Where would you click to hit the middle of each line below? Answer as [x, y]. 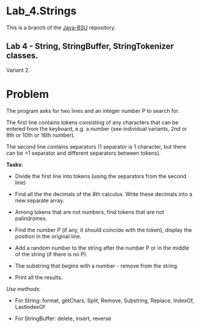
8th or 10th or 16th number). [41, 135]
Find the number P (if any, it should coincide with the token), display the [103, 230]
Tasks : [15, 164]
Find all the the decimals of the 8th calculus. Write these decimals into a [104, 194]
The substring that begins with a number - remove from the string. [96, 266]
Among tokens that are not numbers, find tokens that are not [90, 212]
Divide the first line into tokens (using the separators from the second [101, 176]
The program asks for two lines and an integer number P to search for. [93, 111]
